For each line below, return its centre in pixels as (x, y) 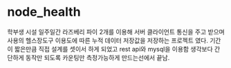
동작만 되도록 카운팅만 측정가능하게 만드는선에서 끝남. (98, 57)
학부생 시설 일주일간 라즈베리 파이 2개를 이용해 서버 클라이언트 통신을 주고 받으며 (116, 32)
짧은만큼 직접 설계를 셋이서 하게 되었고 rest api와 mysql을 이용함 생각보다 (113, 49)
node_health (44, 12)
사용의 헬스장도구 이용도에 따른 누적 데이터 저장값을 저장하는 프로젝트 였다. (108, 40)
